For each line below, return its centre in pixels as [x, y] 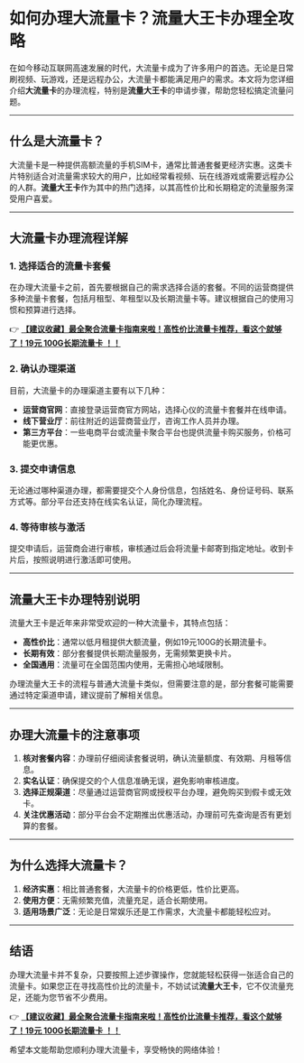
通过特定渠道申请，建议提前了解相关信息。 [88, 695]
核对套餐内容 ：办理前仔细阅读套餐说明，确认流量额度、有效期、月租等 [153, 758]
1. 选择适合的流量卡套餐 [60, 266]
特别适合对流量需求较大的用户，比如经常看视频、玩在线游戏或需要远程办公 [155, 176]
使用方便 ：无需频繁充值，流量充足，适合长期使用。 [117, 900]
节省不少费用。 [84, 997]
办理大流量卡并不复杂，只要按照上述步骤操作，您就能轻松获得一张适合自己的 [152, 975]
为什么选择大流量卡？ [69, 866]
